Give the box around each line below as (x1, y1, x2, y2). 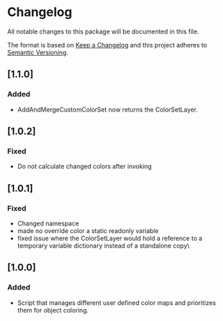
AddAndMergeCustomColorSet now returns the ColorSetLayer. (17, 105, 199, 114)
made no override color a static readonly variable (17, 227, 159, 234)
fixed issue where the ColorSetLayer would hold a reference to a (17, 234, 203, 242)
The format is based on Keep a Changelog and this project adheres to (7, 40, 208, 49)
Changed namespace (17, 219, 79, 227)
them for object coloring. (17, 306, 89, 314)
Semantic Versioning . (7, 48, 68, 57)
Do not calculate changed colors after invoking (17, 162, 152, 171)
